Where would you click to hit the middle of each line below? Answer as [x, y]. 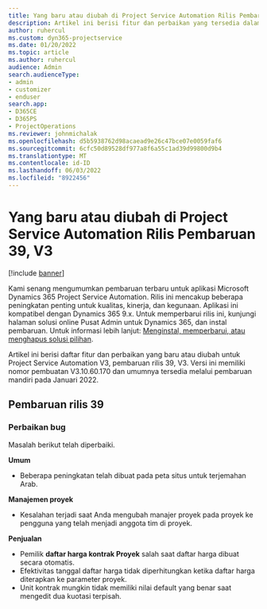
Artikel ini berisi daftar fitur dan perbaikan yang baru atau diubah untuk [124, 354]
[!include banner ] [37, 273]
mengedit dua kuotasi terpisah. [70, 596]
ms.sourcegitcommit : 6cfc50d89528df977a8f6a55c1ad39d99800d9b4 [115, 148]
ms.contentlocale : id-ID [49, 164]
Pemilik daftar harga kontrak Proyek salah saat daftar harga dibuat [130, 553]
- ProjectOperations [43, 126]
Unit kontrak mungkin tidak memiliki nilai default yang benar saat [126, 588]
